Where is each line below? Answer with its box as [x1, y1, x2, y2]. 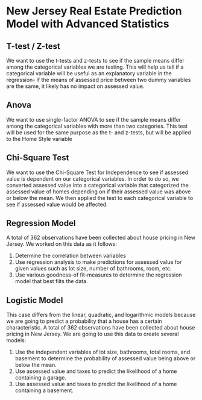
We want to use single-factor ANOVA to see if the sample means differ [6, 116, 181, 123]
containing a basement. [14, 387, 74, 394]
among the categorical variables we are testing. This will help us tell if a [6, 63, 184, 70]
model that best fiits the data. [14, 278, 89, 285]
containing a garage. [14, 374, 66, 381]
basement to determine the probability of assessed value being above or [14, 355, 196, 362]
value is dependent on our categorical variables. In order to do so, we [6, 175, 179, 182]
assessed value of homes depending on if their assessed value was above [6, 188, 191, 195]
